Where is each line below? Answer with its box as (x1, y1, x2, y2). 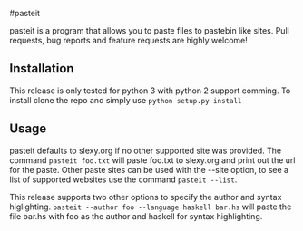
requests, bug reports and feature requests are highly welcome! (9, 35, 248, 45)
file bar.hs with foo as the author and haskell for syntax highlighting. (9, 210, 263, 221)
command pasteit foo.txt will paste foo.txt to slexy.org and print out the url (9, 154, 296, 166)
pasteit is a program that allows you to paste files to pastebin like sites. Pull (9, 25, 290, 35)
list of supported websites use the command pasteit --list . (9, 174, 238, 185)
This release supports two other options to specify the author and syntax (9, 191, 282, 202)
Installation (9, 61, 74, 76)
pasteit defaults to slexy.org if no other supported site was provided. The (9, 145, 282, 156)
